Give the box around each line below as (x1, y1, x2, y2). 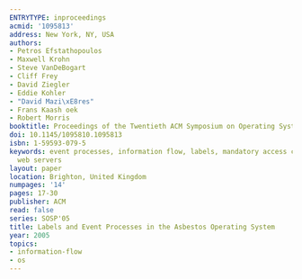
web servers (17, 155, 63, 165)
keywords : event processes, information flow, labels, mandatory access (9, 147, 288, 156)
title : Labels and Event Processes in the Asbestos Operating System (9, 222, 276, 231)
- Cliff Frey (9, 72, 58, 81)
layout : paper (9, 164, 63, 173)
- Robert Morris (9, 113, 70, 122)
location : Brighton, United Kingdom (9, 172, 147, 181)
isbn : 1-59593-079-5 (9, 139, 87, 148)
